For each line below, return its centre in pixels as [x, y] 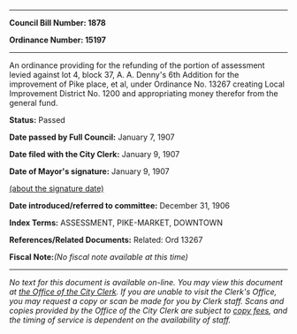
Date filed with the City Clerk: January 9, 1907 [95, 154]
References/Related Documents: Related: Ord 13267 [106, 240]
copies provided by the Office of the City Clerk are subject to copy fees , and [148, 311]
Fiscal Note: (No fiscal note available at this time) [99, 257]
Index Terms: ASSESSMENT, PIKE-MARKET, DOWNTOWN [116, 223]
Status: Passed [38, 120]
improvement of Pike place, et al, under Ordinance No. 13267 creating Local [147, 84]
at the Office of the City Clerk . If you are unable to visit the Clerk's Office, [143, 292]
